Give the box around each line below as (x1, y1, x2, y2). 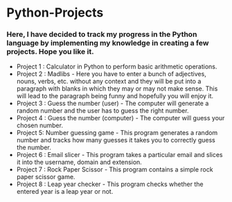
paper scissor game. (16, 173, 75, 181)
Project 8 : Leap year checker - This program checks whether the (16, 180, 204, 188)
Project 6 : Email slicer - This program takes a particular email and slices (16, 151, 223, 159)
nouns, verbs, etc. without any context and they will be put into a (16, 77, 202, 86)
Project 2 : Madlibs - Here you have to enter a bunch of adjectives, (16, 70, 207, 78)
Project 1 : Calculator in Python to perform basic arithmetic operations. (16, 62, 217, 71)
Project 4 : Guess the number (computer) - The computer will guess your (16, 114, 225, 122)
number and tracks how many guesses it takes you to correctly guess (16, 136, 216, 145)
